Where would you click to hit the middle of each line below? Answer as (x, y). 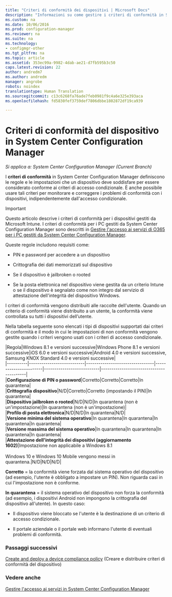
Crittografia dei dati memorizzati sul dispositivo (62, 265)
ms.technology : (21, 44)
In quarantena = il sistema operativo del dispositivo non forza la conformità (85, 493)
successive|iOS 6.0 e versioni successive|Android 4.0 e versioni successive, (86, 353)
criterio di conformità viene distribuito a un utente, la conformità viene (79, 311)
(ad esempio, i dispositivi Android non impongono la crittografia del (76, 498)
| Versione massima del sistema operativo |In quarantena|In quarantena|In (83, 429)
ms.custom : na (20, 20)
